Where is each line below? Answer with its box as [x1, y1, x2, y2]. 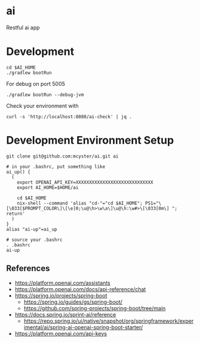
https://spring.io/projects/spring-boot [14, 292, 107, 299]
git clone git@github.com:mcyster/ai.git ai [6, 153, 119, 159]
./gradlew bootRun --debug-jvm [6, 91, 84, 98]
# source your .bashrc [6, 237, 63, 243]
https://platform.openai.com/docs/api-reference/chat [14, 285, 146, 293]
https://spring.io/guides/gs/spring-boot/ [23, 298, 123, 305]
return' [6, 211, 26, 217]
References [6, 264, 50, 274]
